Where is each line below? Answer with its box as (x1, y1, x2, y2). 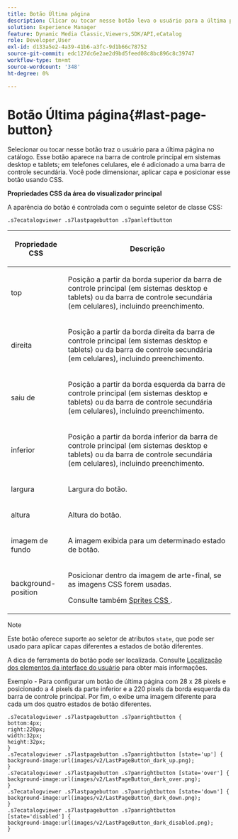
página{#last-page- (87, 107, 207, 123)
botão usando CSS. (7, 176, 64, 184)
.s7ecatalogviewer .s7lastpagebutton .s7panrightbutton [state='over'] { (7, 769, 230, 777)
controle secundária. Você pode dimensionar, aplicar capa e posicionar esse (7, 168, 231, 176)
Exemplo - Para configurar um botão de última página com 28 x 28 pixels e (7, 677, 227, 686)
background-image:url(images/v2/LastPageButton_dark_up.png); (7, 757, 195, 764)
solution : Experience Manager (7, 23, 97, 31)
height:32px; (7, 739, 46, 746)
